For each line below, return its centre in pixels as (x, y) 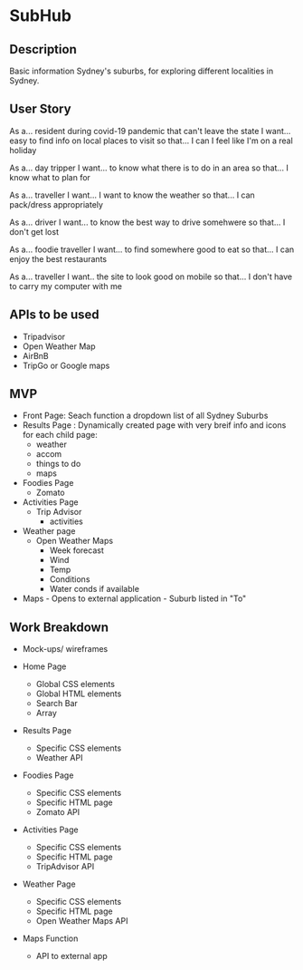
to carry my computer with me (66, 286)
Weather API (59, 758)
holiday (23, 150)
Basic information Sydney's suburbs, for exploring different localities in (142, 71)
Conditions (70, 579)
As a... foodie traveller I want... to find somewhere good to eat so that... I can (152, 249)
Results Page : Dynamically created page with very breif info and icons (154, 425)
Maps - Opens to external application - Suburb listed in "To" (134, 598)
